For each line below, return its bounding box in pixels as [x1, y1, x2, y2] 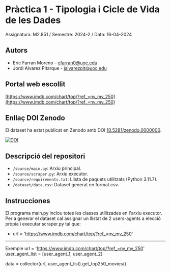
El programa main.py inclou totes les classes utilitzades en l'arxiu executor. [5, 210, 162, 216]
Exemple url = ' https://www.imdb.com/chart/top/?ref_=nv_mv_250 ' [5, 245, 145, 251]
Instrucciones [5, 196, 50, 205]
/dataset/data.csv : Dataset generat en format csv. [12, 182, 120, 188]
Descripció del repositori [5, 152, 85, 160]
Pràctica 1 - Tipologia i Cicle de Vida [5, 4, 160, 15]
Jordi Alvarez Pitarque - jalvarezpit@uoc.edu [12, 65, 107, 71]
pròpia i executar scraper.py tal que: [5, 221, 81, 227]
